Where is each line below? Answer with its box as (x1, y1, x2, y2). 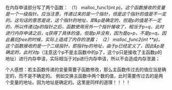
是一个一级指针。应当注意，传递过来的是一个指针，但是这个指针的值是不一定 (5, 11, 166, 17)
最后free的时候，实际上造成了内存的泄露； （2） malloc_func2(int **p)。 (9, 36, 163, 42)
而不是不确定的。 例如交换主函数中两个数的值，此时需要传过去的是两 (18, 73, 163, 79)
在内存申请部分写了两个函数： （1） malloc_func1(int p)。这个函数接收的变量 (5, 5, 166, 10)
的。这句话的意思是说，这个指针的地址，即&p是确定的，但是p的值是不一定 (5, 17, 162, 23)
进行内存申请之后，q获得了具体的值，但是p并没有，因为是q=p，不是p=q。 (5, 30, 162, 36)
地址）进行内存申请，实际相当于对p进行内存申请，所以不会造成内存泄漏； (5, 56, 160, 61)
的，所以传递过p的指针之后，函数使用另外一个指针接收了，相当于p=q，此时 (5, 24, 164, 30)
